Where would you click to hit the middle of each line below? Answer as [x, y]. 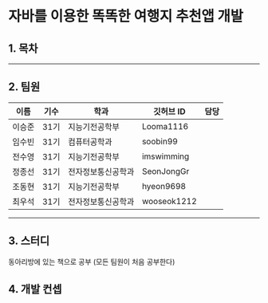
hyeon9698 [164, 186]
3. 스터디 [29, 241]
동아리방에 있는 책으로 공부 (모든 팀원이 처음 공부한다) [92, 262]
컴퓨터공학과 [90, 142]
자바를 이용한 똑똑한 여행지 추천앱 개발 [126, 16]
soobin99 [160, 141]
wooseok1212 [169, 201]
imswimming [166, 156]
